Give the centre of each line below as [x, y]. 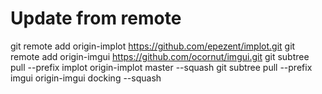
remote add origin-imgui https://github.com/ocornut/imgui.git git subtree [160, 56]
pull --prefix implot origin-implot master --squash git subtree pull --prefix [161, 67]
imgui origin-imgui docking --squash [86, 78]
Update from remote [96, 18]
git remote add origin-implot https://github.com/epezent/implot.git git [153, 46]
